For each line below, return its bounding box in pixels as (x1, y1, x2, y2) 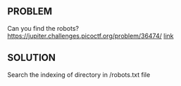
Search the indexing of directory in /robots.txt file (7, 70, 151, 79)
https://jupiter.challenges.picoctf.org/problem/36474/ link (7, 31, 174, 40)
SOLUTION (7, 52, 56, 64)
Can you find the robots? (7, 24, 80, 32)
